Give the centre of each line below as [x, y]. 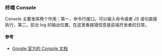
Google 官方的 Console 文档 [40, 48]
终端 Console [21, 7]
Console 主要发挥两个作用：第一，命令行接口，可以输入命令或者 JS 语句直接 [81, 19]
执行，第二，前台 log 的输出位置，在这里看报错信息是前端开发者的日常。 [77, 25]
